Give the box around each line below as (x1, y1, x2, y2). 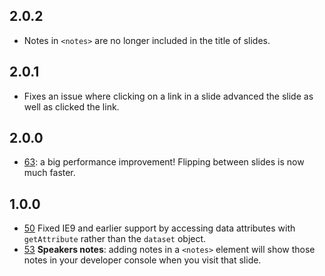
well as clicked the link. (23, 100, 120, 113)
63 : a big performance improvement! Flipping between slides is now (23, 156, 305, 168)
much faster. (23, 167, 76, 179)
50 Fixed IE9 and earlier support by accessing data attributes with (23, 222, 296, 234)
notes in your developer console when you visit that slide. (23, 254, 262, 266)
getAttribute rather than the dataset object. (23, 233, 207, 245)
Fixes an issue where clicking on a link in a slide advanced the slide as (23, 90, 314, 102)
